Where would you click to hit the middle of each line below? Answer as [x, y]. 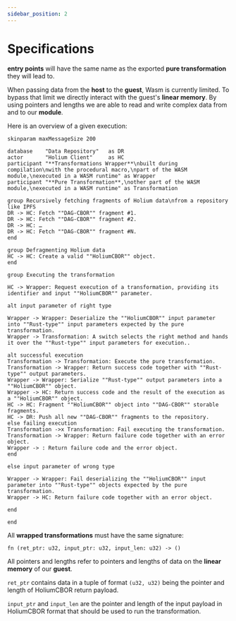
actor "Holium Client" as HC [66, 157]
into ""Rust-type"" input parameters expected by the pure [96, 324]
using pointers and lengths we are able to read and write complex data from [117, 105]
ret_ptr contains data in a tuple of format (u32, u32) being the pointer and [116, 582]
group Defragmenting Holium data [56, 250]
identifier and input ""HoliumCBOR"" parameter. [80, 293]
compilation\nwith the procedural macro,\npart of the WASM [98, 170]
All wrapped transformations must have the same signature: [96, 535]
